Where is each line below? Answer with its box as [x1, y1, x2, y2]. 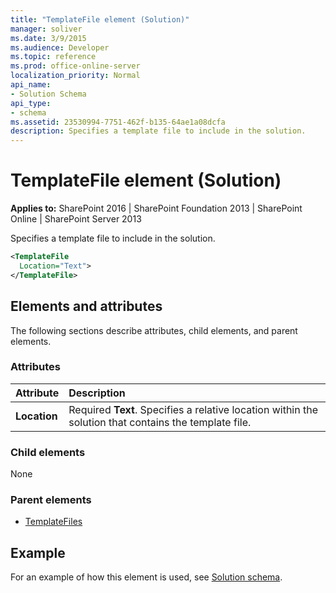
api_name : [10, 80, 52, 90]
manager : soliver [10, 24, 83, 34]
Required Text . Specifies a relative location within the [68, 402, 319, 416]
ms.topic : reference [10, 52, 97, 62]
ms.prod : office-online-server [10, 61, 141, 71]
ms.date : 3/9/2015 [10, 33, 87, 43]
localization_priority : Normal [10, 71, 141, 81]
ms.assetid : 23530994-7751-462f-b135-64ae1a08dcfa [10, 117, 226, 127]
